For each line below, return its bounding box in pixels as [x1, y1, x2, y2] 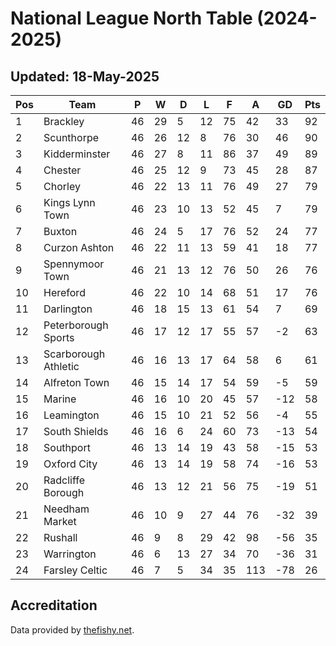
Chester [43, 163, 82, 177]
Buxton [43, 225, 78, 238]
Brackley [43, 115, 85, 128]
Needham [43, 502, 90, 516]
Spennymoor [43, 257, 105, 271]
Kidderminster [43, 147, 111, 161]
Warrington [43, 547, 97, 561]
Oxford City [43, 457, 98, 471]
